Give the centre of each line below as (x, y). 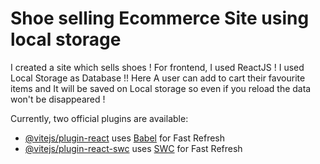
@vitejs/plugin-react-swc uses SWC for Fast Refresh (133, 148)
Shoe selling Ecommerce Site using (160, 18)
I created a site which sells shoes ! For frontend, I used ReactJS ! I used (157, 67)
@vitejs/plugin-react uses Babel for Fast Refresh (125, 138)
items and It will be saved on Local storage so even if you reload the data (161, 88)
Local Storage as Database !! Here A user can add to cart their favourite (158, 78)
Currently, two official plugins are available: (99, 118)
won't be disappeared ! (58, 99)
